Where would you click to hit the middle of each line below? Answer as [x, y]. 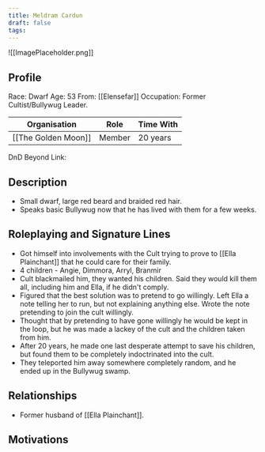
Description [38, 182]
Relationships [43, 396]
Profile [25, 77]
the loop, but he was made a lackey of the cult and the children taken [132, 329]
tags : [17, 30]
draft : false [30, 23]
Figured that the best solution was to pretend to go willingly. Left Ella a [134, 295]
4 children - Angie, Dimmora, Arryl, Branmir [91, 270]
